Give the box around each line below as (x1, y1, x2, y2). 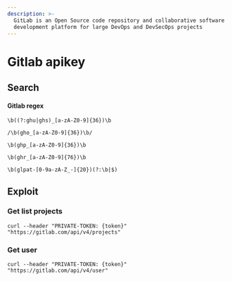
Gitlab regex (7, 101, 44, 110)
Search (7, 82, 40, 94)
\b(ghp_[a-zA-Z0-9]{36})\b (7, 142, 86, 149)
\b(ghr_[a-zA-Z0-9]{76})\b (7, 154, 86, 161)
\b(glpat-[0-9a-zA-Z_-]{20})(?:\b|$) (7, 166, 118, 173)
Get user (7, 244, 37, 254)
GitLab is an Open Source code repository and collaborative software (13, 17, 225, 24)
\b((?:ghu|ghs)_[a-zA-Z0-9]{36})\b (7, 117, 112, 124)
